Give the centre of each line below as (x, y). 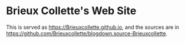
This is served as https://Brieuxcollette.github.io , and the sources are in (93, 27)
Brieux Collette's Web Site (71, 11)
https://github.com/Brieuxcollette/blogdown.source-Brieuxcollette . (87, 33)
